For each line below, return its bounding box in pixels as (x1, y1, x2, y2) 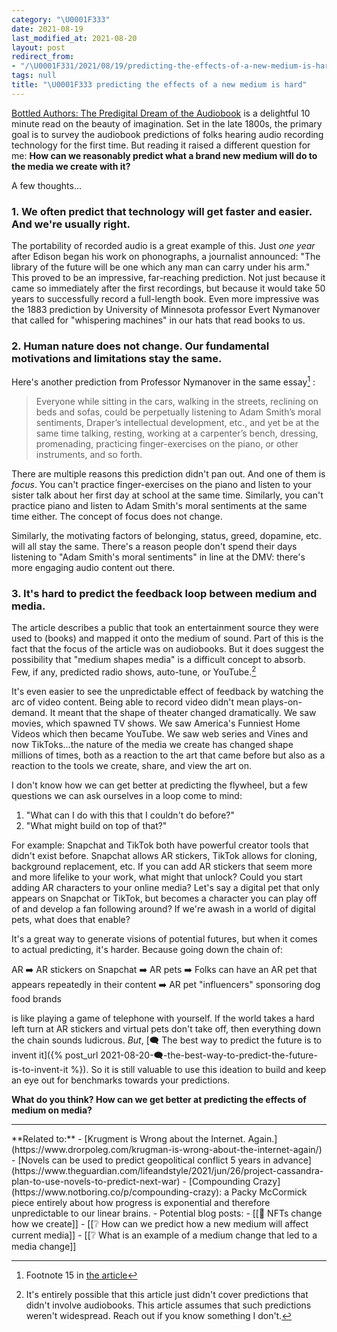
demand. (11, 706, 48, 718)
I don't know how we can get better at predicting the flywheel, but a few (11, 779, 308, 791)
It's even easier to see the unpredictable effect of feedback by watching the (11, 685, 324, 697)
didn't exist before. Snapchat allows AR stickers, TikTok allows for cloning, (11, 849, 318, 861)
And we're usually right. (11, 217, 131, 231)
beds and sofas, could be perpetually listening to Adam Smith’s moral (35, 406, 322, 418)
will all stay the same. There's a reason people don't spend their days (11, 541, 298, 552)
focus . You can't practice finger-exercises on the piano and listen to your (11, 479, 312, 490)
